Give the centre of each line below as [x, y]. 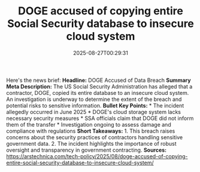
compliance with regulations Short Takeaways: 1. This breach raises [91, 131]
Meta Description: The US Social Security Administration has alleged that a [99, 86]
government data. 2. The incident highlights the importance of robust [91, 143]
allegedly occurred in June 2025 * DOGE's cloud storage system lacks [94, 112]
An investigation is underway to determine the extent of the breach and [94, 99]
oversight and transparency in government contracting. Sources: [87, 150]
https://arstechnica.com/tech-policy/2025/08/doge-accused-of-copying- [97, 156]
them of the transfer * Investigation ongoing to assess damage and [89, 124]
